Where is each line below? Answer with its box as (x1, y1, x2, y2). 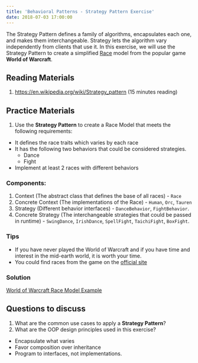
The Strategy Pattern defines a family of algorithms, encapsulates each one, (6, 30, 192, 37)
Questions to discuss (6, 304, 86, 314)
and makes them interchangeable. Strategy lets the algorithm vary (6, 37, 167, 44)
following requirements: (14, 128, 73, 135)
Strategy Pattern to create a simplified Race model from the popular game (6, 49, 186, 56)
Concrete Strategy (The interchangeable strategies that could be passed (14, 211, 191, 219)
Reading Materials (6, 72, 75, 83)
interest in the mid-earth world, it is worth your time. (14, 252, 142, 259)
